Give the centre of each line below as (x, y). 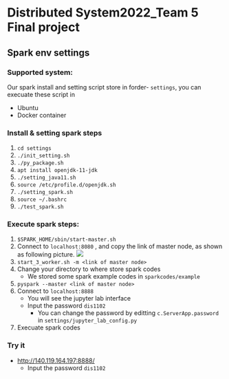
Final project (44, 27)
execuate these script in (41, 94)
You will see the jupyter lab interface (79, 299)
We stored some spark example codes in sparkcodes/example (114, 277)
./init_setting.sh (43, 156)
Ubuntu (28, 107)
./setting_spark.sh (45, 193)
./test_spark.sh (40, 207)
